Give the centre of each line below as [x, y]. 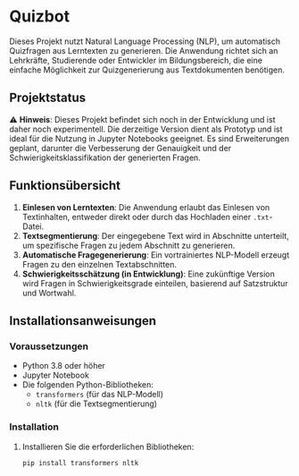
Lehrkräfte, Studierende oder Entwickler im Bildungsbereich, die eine [136, 60]
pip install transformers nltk [80, 463]
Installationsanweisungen [83, 321]
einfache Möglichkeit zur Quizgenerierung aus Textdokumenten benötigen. [147, 70]
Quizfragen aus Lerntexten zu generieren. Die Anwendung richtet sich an [144, 50]
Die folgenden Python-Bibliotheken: [88, 385]
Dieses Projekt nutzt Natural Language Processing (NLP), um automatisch [145, 41]
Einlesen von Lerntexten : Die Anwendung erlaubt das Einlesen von [146, 207]
